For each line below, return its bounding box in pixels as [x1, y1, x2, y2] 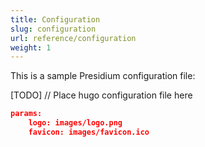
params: [10, 109, 43, 119]
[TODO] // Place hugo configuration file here [10, 89, 193, 101]
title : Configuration [10, 14, 101, 25]
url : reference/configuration [10, 33, 137, 43]
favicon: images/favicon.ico [28, 127, 150, 137]
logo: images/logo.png [28, 118, 123, 128]
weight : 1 [10, 42, 52, 53]
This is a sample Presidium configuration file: [10, 70, 196, 82]
